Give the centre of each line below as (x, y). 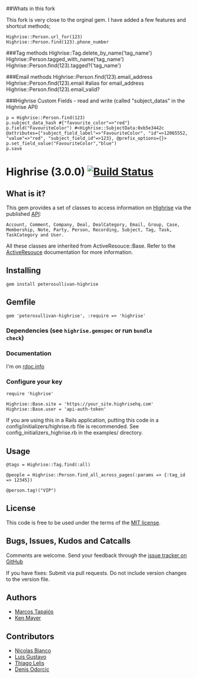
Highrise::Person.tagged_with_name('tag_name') (65, 59)
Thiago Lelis (29, 663)
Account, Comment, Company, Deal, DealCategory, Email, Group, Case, (93, 225)
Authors (21, 597)
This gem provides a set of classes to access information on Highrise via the (99, 208)
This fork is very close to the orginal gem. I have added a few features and (96, 20)
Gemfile (21, 302)
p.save (14, 149)
